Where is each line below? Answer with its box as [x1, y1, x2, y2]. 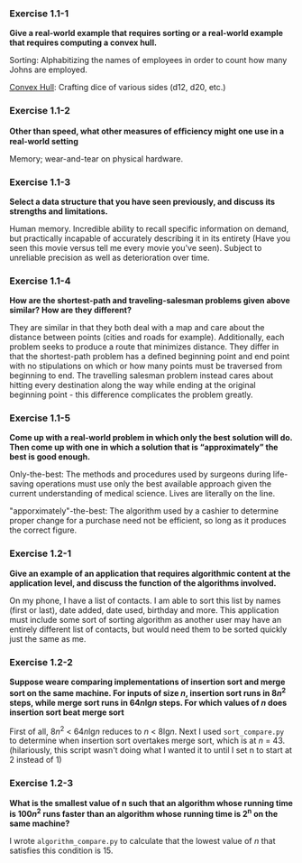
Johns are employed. [9, 64, 88, 75]
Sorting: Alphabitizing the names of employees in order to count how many [9, 55, 288, 66]
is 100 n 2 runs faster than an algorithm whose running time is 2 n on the [9, 807, 278, 820]
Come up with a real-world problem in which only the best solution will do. [9, 432, 293, 443]
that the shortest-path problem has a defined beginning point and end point [9, 351, 290, 362]
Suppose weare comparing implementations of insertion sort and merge [9, 676, 286, 688]
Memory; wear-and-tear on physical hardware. [9, 153, 183, 164]
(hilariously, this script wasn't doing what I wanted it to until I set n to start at [9, 745, 293, 756]
